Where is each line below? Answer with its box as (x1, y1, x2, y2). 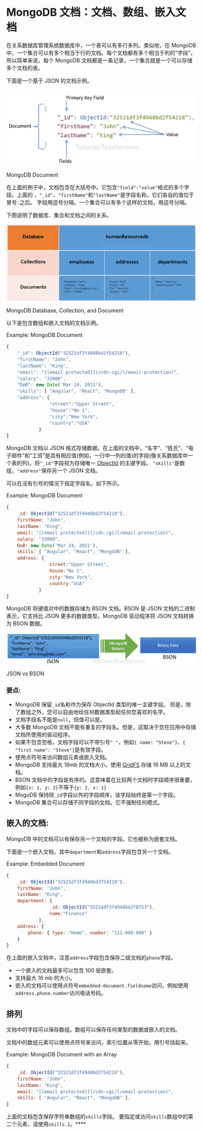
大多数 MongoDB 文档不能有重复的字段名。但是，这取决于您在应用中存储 (14, 723, 197, 730)
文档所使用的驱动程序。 (14, 730, 74, 738)
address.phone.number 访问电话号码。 (14, 990, 107, 997)
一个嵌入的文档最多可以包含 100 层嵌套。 (14, 967, 118, 974)
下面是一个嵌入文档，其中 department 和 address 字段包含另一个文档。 (6, 848, 174, 855)
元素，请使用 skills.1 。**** (16, 1120, 86, 1128)
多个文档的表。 (6, 64, 43, 71)
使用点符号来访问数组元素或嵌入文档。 (14, 753, 110, 761)
